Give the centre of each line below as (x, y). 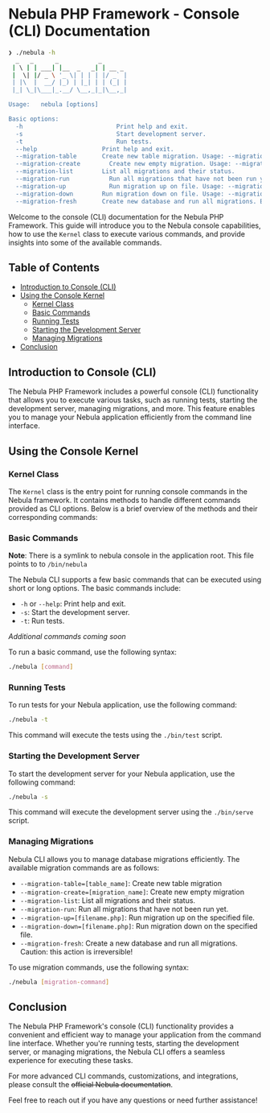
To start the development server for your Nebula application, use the (122, 773)
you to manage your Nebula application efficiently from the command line (130, 417)
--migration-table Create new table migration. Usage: (120, 157)
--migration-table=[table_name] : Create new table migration (121, 883)
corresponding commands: (53, 517)
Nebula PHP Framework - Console (124, 14)
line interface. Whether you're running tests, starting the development (124, 1044)
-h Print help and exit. (102, 126)
